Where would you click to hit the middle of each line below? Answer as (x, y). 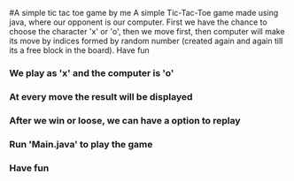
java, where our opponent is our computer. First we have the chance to (138, 22)
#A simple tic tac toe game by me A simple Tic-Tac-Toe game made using (144, 13)
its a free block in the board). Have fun (80, 50)
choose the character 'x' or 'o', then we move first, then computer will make (147, 31)
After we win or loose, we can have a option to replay (125, 120)
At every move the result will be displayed (101, 96)
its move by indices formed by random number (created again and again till (146, 41)
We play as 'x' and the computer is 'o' (92, 72)
